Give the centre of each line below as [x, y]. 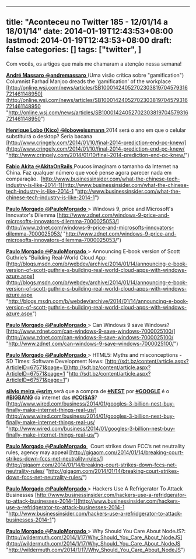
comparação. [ [24, 179]
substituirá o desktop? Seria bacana [49, 136]
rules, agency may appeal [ [39, 452]
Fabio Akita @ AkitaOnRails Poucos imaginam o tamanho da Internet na [92, 166]
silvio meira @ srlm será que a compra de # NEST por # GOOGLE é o [88, 391]
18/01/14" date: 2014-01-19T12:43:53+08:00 [90, 31]
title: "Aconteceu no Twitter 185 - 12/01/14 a [87, 22]
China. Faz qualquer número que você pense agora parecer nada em [89, 172]
